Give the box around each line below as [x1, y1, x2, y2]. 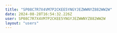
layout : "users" [5, 20, 39, 26]
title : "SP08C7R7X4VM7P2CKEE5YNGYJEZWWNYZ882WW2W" [5, 7, 113, 12]
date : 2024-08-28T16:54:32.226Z [5, 12, 72, 16]
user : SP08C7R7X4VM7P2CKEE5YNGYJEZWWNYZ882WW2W [5, 16, 106, 21]
